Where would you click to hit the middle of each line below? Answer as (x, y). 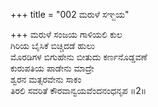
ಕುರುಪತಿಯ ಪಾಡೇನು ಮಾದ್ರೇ (52, 68)
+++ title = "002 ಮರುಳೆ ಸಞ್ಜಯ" (70, 14)
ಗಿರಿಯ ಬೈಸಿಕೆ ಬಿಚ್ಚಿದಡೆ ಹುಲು (53, 45)
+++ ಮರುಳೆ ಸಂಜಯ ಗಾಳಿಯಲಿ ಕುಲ (66, 34)
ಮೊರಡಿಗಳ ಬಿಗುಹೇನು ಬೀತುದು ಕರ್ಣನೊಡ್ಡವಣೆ (79, 57)
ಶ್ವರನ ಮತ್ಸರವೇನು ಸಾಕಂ (46, 79)
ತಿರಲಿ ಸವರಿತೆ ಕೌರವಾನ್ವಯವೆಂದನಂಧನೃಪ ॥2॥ (78, 90)
